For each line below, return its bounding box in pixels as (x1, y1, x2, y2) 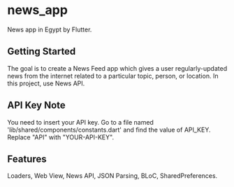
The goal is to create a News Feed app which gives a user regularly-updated (7, 64, 228, 72)
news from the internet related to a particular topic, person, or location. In (7, 71, 219, 80)
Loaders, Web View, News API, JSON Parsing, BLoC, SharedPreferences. (7, 172, 218, 180)
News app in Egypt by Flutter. (7, 25, 92, 34)
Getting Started (7, 46, 76, 57)
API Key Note (7, 99, 66, 111)
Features (7, 153, 47, 165)
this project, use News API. (7, 79, 85, 88)
